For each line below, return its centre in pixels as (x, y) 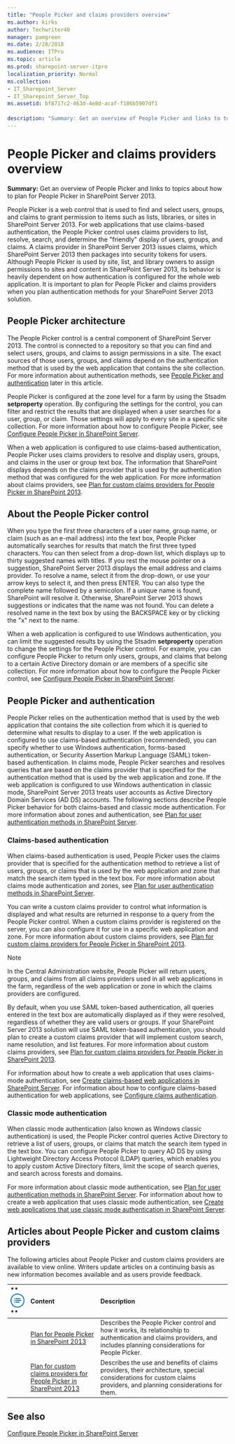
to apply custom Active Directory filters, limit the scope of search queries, (114, 1166)
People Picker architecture (66, 321)
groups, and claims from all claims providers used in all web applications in (115, 979)
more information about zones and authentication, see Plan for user (105, 815)
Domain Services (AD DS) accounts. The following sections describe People (117, 800)
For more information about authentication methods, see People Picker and (115, 375)
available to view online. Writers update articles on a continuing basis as (111, 1266)
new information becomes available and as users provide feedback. (105, 1274)
